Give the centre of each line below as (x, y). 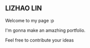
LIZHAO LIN (24, 8)
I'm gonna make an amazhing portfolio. (45, 30)
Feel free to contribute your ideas (39, 40)
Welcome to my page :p (29, 20)
